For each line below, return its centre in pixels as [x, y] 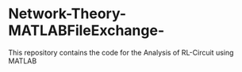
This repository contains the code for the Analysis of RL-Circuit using [121, 52]
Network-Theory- [67, 14]
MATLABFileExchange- [86, 30]
